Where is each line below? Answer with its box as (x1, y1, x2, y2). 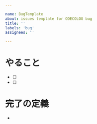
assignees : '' (5, 30, 35, 35)
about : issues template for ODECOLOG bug (5, 16, 93, 21)
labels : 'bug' (5, 25, 35, 30)
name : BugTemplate (5, 11, 43, 16)
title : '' (5, 21, 26, 26)
